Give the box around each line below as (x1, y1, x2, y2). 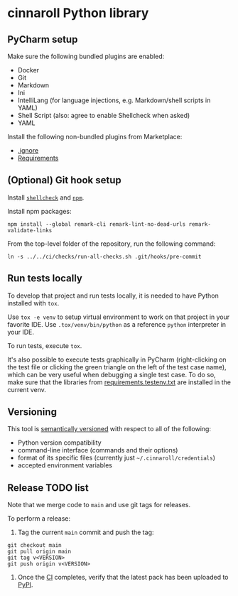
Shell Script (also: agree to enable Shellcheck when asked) (17, 112, 190, 119)
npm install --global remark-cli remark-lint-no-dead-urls (7, 220, 186, 228)
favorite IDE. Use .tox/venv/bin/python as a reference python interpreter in (7, 320, 226, 328)
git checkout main (7, 542, 62, 549)
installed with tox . (7, 298, 60, 307)
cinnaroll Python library (7, 5, 149, 21)
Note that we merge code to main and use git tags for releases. (7, 501, 191, 509)
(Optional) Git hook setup (7, 174, 122, 186)
